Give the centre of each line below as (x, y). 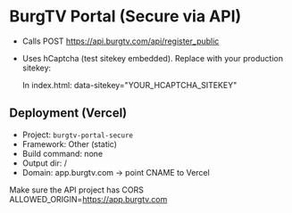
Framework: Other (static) (70, 143)
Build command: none (63, 153)
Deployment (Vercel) (68, 113)
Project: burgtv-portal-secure (78, 135)
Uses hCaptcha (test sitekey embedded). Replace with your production (153, 58)
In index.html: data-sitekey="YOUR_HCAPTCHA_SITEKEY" (129, 85)
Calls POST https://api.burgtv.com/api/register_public (121, 41)
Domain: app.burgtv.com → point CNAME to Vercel (116, 172)
